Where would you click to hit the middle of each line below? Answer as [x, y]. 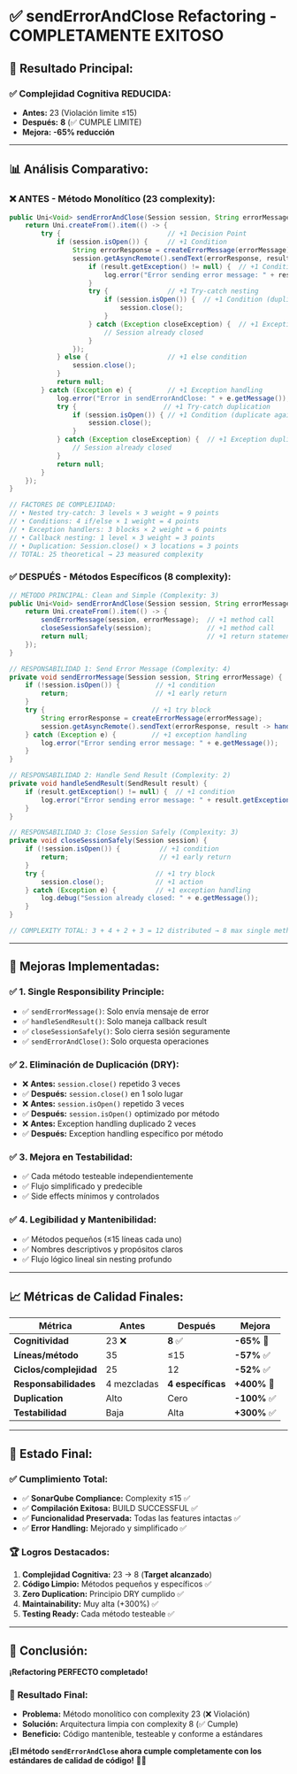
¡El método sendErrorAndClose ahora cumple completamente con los [136, 1751]
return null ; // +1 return [148, 636]
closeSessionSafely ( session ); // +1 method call [158, 629]
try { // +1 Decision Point [144, 234]
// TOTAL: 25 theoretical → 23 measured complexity [106, 554]
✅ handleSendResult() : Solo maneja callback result [114, 1021]
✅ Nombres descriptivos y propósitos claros [103, 1249]
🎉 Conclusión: [49, 1651]
